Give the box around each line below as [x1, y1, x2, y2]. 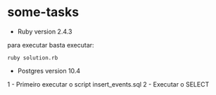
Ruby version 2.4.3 [17, 27, 72, 36]
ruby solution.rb [7, 54, 58, 61]
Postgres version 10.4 [17, 66, 81, 75]
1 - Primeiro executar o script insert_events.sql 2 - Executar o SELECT [7, 80, 210, 88]
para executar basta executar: [7, 41, 94, 49]
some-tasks [7, 4, 80, 20]
